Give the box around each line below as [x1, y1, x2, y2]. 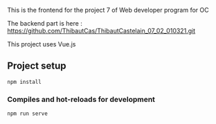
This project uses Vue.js [7, 40, 76, 48]
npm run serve [7, 110, 48, 117]
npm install [7, 78, 42, 85]
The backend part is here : [7, 19, 83, 27]
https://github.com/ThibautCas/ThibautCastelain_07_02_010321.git [7, 27, 196, 35]
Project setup [7, 60, 67, 72]
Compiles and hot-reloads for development [7, 94, 156, 104]
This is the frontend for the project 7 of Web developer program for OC [7, 6, 209, 14]
